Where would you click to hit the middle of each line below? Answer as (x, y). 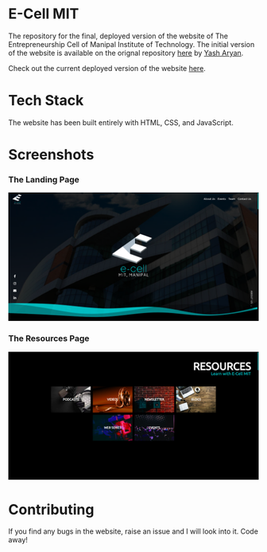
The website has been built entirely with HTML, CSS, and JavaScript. (121, 122)
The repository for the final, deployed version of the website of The (118, 36)
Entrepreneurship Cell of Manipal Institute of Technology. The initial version (132, 44)
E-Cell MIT (44, 14)
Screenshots (51, 155)
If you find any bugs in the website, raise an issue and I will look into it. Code (133, 531)
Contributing (51, 509)
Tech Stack (46, 101)
